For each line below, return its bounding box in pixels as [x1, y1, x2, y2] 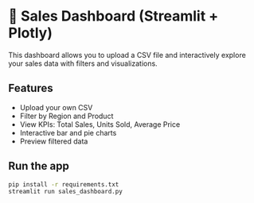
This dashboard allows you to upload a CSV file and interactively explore [8, 50, 247, 59]
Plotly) [8, 24, 53, 42]
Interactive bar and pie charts [19, 128, 117, 137]
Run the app [8, 159, 69, 173]
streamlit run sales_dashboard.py [8, 188, 123, 196]
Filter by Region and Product [19, 111, 114, 121]
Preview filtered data [19, 136, 88, 146]
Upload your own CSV [19, 102, 93, 112]
